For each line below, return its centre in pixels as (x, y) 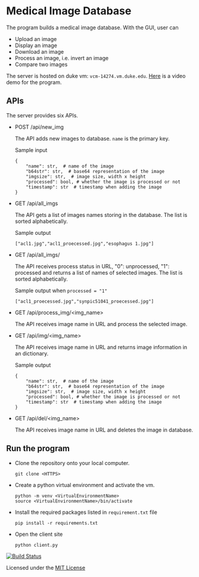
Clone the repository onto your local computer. (72, 463)
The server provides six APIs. (42, 115)
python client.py (36, 545)
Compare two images (41, 64)
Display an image (36, 45)
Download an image (39, 51)
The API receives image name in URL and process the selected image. (101, 324)
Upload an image (36, 39)
